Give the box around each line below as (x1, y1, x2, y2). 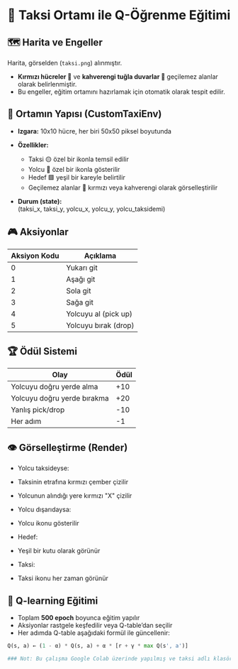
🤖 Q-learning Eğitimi (7, 594, 98, 607)
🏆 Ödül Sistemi (7, 345, 78, 358)
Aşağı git (66, 274, 96, 284)
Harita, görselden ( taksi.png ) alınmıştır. (7, 59, 123, 67)
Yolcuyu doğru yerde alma (11, 382, 98, 392)
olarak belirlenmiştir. (17, 80, 77, 88)
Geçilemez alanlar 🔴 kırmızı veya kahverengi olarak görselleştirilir (28, 183, 218, 192)
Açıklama (84, 251, 117, 261)
